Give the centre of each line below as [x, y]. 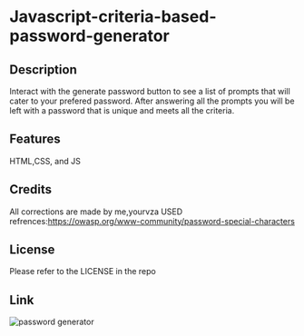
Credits [31, 189]
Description [43, 69]
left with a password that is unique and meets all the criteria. [122, 110]
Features [35, 139]
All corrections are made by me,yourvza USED [96, 212]
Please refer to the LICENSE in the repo [83, 272]
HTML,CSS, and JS [45, 161]
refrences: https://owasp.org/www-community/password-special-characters [152, 221]
